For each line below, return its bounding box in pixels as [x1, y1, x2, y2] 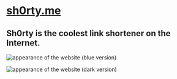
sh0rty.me [6, 4, 61, 18]
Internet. [6, 37, 40, 48]
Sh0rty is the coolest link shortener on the [6, 28, 171, 39]
